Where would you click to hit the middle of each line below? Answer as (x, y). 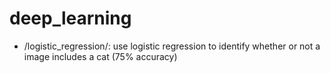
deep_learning (70, 18)
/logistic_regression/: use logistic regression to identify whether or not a (172, 46)
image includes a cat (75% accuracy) (100, 56)
